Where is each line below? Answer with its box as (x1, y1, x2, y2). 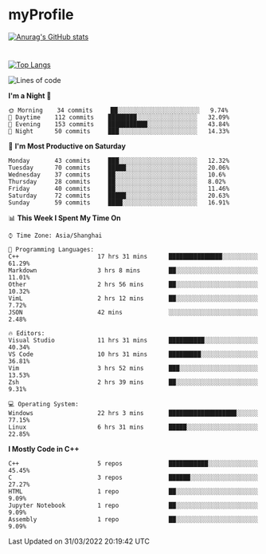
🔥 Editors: (8, 330, 45, 338)
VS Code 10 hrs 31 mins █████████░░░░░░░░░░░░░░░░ (8, 350, 259, 358)
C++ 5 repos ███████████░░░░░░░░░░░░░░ (8, 460, 259, 468)
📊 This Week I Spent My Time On (8, 213, 121, 223)
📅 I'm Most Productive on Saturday (8, 141, 126, 151)
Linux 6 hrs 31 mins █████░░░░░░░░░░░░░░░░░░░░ (8, 423, 259, 432)
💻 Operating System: (8, 401, 80, 409)
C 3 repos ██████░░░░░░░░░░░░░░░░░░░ (8, 473, 259, 482)
